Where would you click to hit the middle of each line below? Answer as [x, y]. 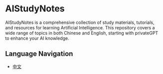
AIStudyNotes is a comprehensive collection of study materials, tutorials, [80, 22]
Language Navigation [39, 54]
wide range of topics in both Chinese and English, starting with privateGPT [82, 33]
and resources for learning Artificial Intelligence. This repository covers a [80, 27]
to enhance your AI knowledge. [37, 38]
